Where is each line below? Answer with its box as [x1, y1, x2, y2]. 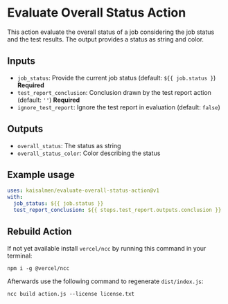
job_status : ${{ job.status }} [13, 200, 104, 207]
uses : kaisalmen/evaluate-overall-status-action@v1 [7, 187, 159, 195]
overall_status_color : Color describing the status [17, 149, 161, 157]
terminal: [7, 251, 33, 260]
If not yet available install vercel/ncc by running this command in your [7, 244, 207, 252]
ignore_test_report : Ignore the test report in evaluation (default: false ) [17, 102, 220, 111]
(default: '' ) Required [17, 96, 80, 104]
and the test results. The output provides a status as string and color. [7, 35, 204, 43]
